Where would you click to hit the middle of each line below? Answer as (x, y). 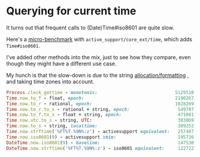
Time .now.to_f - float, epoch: (45, 98)
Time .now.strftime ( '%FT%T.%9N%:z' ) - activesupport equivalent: (88, 132)
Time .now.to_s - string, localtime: (52, 126)
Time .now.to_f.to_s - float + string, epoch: (64, 115)
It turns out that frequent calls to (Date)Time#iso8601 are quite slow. (90, 28)
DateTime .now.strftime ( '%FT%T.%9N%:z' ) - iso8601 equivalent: (85, 148)
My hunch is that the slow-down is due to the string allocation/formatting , (98, 75)
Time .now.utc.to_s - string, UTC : (49, 120)
